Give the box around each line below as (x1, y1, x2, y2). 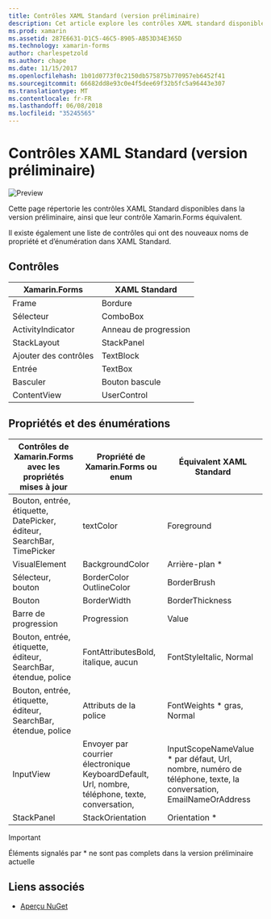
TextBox (101, 363, 133, 374)
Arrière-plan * (167, 558, 223, 569)
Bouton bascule (101, 376, 161, 388)
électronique (82, 758, 131, 770)
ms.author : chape (8, 57, 67, 65)
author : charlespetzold (8, 49, 89, 57)
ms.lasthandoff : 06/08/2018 (8, 102, 103, 110)
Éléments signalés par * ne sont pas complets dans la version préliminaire (8, 848, 254, 858)
